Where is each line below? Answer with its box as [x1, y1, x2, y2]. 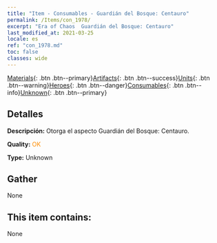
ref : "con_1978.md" [7, 42, 63, 49]
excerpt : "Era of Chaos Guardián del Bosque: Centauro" [7, 23, 174, 30]
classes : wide [7, 55, 48, 62]
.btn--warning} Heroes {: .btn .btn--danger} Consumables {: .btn [7, 81, 184, 89]
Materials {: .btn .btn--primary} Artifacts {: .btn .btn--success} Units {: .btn [7, 74, 210, 82]
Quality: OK [7, 140, 41, 148]
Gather [7, 173, 38, 184]
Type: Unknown [7, 153, 53, 162]
